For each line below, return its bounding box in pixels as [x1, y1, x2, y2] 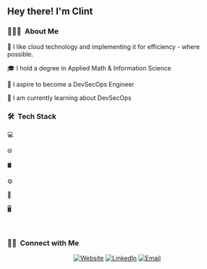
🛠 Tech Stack [7, 111, 57, 121]
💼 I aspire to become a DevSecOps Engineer [7, 80, 135, 88]
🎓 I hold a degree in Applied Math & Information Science [7, 64, 171, 72]
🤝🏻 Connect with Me [7, 238, 79, 247]
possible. [7, 50, 33, 58]
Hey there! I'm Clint [7, 6, 93, 17]
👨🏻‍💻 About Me [7, 27, 59, 36]
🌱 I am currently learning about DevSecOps [7, 94, 132, 102]
